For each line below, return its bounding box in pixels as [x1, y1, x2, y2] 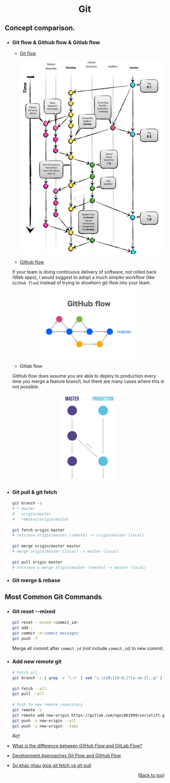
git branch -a [12, 501, 42, 506]
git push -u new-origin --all [12, 718, 77, 723]
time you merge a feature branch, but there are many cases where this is [12, 378, 164, 384]
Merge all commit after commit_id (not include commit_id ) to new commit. [12, 645, 164, 651]
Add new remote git [12, 658, 62, 665]
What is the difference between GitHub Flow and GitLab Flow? [12, 742, 143, 748]
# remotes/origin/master [12, 517, 70, 522]
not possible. [12, 384, 40, 390]
